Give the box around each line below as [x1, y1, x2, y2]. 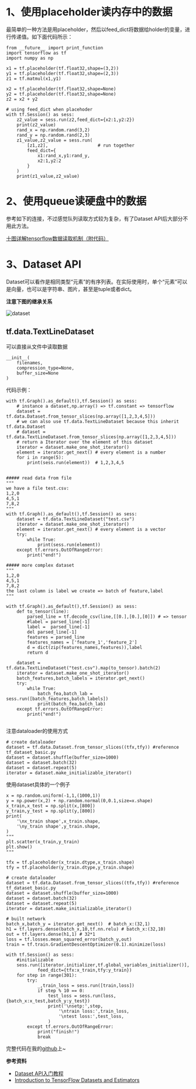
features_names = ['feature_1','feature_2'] [27, 639, 137, 645]
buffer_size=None [16, 370, 59, 376]
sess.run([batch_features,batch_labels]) [6, 696, 109, 702]
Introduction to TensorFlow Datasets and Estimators [14, 1076, 140, 1083]
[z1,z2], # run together [27, 142, 135, 148]
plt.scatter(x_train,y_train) [6, 838, 80, 845]
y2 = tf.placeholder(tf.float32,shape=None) [6, 91, 116, 97]
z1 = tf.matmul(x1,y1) [6, 76, 61, 82]
